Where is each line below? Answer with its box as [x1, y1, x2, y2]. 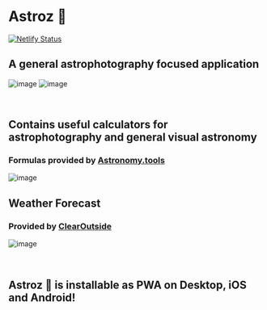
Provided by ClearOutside [8, 220, 112, 232]
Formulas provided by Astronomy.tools [8, 155, 166, 166]
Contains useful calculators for [8, 118, 168, 132]
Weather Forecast [8, 196, 101, 210]
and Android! [8, 291, 76, 304]
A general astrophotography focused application [8, 57, 260, 71]
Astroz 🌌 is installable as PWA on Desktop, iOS [8, 278, 247, 291]
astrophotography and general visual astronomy [8, 131, 257, 145]
